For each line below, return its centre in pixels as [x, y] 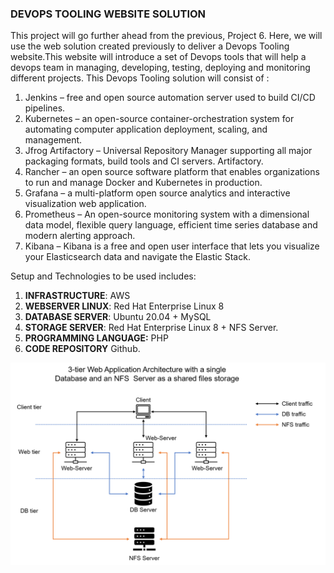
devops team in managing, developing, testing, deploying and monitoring [160, 68]
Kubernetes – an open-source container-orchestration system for [159, 119]
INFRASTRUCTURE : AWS [77, 296]
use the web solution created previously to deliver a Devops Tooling [150, 46]
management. [53, 140]
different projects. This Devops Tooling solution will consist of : [140, 78]
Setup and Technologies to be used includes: [103, 276]
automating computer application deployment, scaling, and [146, 129]
